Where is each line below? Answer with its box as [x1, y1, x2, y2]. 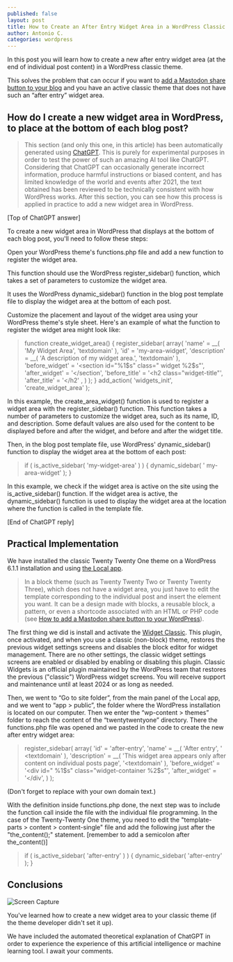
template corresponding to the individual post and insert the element [24, 592, 221, 601]
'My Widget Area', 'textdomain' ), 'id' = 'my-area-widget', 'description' [24, 346, 226, 354]
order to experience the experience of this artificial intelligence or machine [7, 939, 221, 947]
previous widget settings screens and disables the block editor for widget [7, 642, 218, 651]
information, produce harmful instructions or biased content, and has [24, 170, 223, 179]
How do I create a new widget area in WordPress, [7, 111, 224, 123]
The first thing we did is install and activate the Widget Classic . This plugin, [7, 628, 223, 636]
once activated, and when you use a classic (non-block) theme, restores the [7, 636, 226, 644]
